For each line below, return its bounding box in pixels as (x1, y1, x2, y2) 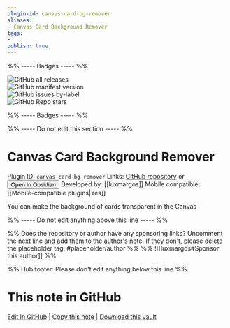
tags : (7, 29, 23, 37)
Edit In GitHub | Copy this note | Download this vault (7, 312, 157, 321)
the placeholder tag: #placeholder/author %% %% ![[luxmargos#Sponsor (7, 244, 220, 252)
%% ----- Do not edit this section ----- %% (7, 125, 134, 133)
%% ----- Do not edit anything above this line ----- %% (7, 216, 168, 224)
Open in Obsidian (10, 181, 56, 188)
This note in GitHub (7, 290, 122, 306)
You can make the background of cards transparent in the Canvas (7, 202, 197, 210)
